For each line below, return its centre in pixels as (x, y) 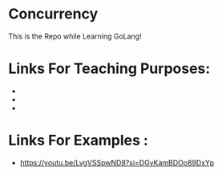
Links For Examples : (78, 140)
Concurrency (53, 14)
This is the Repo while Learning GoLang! (75, 36)
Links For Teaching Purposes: (109, 69)
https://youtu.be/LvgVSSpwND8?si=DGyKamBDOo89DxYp (117, 162)
